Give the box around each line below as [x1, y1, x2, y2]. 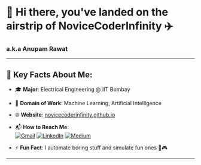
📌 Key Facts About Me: [6, 69, 93, 80]
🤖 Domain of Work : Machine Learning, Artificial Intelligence [14, 100, 162, 107]
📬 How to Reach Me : [14, 124, 69, 131]
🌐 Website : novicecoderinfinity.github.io [14, 111, 115, 118]
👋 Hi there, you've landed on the [6, 5, 169, 19]
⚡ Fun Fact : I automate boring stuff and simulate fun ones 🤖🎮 [14, 144, 167, 151]
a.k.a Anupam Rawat [6, 45, 68, 53]
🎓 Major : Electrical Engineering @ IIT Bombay [14, 86, 130, 93]
